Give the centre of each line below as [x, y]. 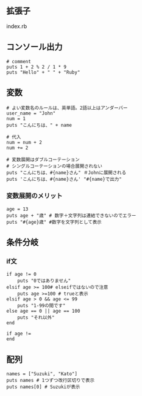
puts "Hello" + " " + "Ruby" [43, 72]
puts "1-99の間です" [41, 306]
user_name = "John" [31, 113]
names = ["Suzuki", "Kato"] [42, 374]
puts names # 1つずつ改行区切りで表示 [51, 381]
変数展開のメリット [34, 196]
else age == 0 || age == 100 [43, 311]
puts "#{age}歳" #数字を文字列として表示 [54, 222]
